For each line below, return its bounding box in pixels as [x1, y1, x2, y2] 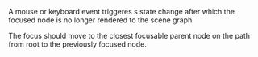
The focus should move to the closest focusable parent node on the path [8, 31, 251, 40]
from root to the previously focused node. [8, 39, 147, 49]
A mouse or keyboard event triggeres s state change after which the [8, 7, 235, 16]
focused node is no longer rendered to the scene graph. [8, 15, 195, 25]
